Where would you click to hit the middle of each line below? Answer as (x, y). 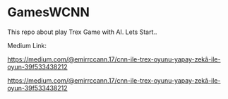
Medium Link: (27, 45)
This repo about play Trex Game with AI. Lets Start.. (82, 32)
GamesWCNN (49, 12)
